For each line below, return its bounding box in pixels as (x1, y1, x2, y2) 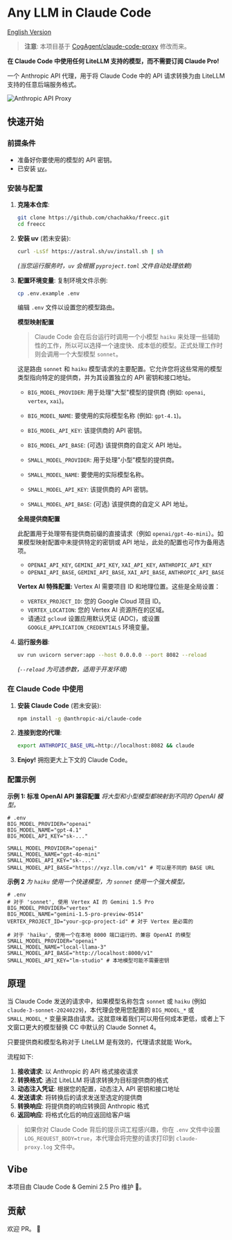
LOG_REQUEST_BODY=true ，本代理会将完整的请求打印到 (24, 1134, 175, 1142)
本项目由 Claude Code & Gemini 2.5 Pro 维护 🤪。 (7, 1182, 145, 1191)
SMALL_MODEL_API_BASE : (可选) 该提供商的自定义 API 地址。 (27, 500, 192, 508)
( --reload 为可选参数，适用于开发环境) (17, 665, 128, 673)
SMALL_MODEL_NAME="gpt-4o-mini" (7, 851, 100, 858)
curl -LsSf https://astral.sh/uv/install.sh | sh (17, 248, 164, 255)
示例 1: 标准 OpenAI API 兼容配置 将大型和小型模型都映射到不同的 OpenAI (7, 792, 216, 800)
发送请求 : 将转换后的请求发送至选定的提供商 (17, 1094, 143, 1102)
